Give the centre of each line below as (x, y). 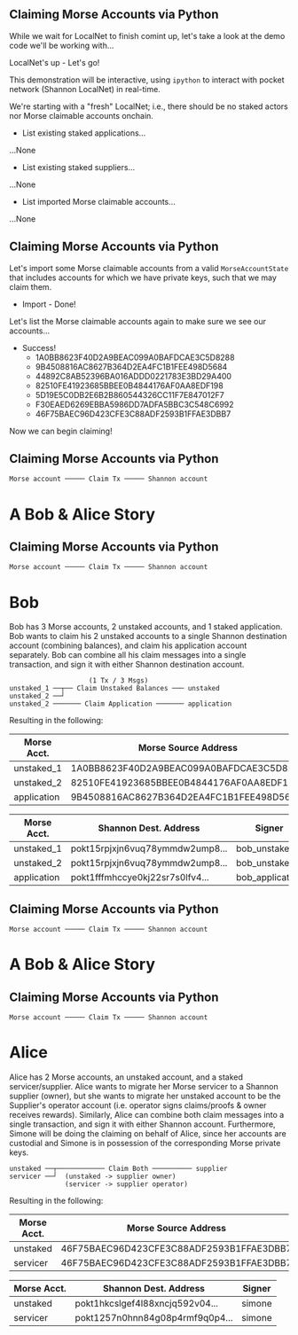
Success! (39, 347)
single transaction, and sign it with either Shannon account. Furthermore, (143, 1124)
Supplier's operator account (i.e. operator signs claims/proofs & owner (138, 1105)
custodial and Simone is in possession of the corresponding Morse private (145, 1144)
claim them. (31, 286)
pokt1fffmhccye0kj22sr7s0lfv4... (140, 878)
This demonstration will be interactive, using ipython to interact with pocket (147, 80)
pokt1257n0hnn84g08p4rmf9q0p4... (154, 1318)
